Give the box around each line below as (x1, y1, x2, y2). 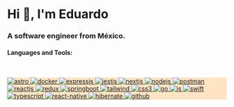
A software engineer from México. (7, 31, 125, 41)
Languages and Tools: (7, 48, 73, 56)
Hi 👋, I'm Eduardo (7, 6, 109, 22)
